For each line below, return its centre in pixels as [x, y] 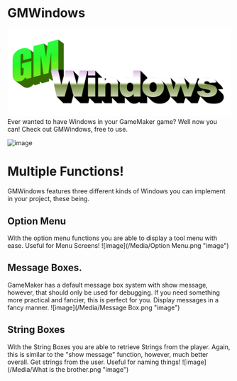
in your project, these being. [49, 199]
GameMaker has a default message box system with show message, [108, 285]
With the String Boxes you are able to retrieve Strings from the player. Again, [119, 347]
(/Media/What [28, 369]
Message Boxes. [45, 268]
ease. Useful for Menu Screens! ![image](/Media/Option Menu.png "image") [118, 246]
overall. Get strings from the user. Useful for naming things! [94, 362]
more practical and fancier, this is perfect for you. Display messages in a [113, 300]
